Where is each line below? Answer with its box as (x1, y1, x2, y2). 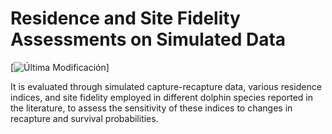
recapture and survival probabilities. (10, 112, 159, 124)
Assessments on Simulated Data (10, 28, 287, 51)
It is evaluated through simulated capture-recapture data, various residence (10, 80, 322, 92)
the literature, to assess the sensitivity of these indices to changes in (10, 102, 293, 114)
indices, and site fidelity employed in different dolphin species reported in (10, 91, 313, 103)
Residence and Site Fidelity (10, 7, 241, 30)
